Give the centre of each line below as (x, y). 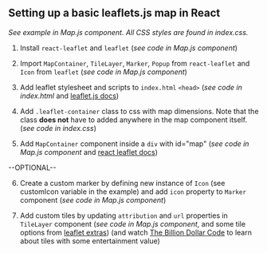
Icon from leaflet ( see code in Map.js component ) (103, 72)
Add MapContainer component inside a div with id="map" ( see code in (134, 144)
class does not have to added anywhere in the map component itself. (133, 120)
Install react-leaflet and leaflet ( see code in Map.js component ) (128, 48)
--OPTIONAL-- (32, 168)
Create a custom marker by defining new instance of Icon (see (122, 183)
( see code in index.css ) (58, 128)
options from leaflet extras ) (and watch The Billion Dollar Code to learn (136, 232)
